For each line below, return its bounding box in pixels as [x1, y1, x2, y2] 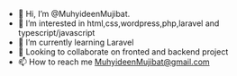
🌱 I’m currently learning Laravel [17, 37, 134, 47]
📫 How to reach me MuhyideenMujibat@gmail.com [17, 56, 210, 67]
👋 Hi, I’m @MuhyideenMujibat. [17, 9, 131, 19]
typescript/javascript [17, 28, 96, 38]
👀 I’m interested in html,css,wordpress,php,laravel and [17, 18, 220, 29]
